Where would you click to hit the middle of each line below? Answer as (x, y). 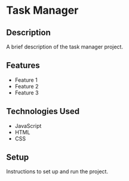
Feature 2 (27, 86)
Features (23, 65)
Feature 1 (26, 80)
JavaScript (28, 125)
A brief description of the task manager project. (65, 47)
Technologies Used (43, 111)
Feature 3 (27, 93)
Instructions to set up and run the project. (57, 171)
